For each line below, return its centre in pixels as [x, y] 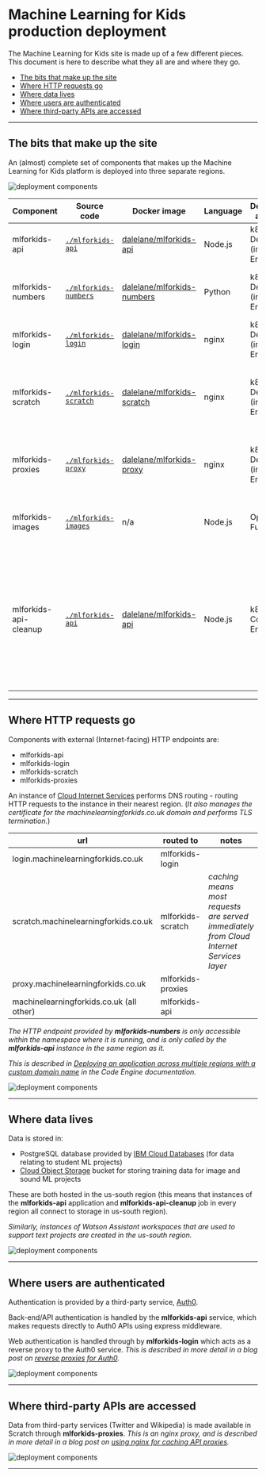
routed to [180, 840]
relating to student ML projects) [71, 1162]
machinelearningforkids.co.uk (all [74, 1002]
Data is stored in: [36, 1139]
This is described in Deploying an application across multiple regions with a [132, 1063]
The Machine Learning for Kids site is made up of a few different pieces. [126, 53]
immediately [232, 926]
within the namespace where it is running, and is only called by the [118, 1039]
